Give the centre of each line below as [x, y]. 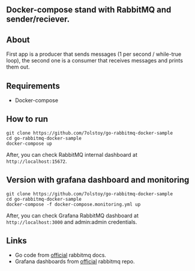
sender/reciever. [38, 20]
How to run [27, 119]
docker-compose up [29, 144]
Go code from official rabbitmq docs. [61, 255]
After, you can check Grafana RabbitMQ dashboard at [73, 215]
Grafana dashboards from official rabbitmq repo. [75, 261]
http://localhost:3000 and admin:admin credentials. [72, 222]
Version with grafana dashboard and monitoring [98, 180]
